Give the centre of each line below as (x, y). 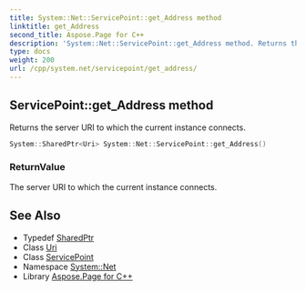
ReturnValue (37, 167)
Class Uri (40, 247)
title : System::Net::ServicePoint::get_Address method (116, 18)
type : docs (30, 52)
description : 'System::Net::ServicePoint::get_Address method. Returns (148, 43)
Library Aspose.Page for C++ (78, 276)
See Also (35, 216)
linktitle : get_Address (55, 26)
